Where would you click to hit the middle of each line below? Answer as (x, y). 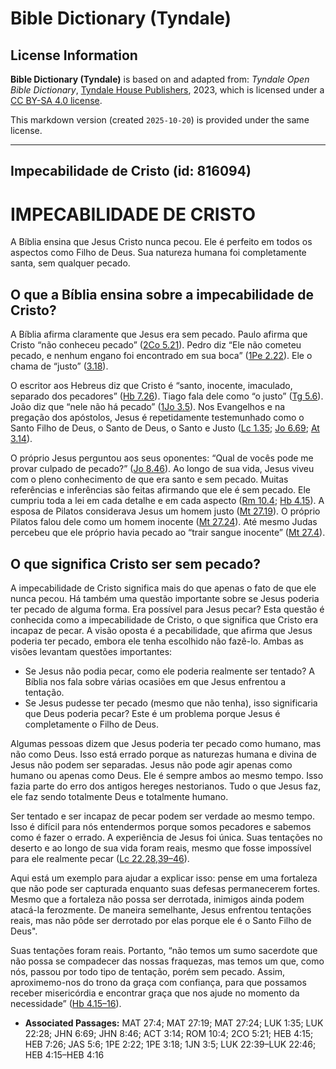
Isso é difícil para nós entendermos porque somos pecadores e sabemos (161, 826)
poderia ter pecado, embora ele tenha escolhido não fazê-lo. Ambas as (157, 641)
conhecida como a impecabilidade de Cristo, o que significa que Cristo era (164, 619)
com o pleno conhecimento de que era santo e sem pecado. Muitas (149, 479)
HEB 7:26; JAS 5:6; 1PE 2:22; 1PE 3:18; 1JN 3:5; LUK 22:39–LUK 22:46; (170, 1044)
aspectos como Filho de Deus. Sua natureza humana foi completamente (158, 253)
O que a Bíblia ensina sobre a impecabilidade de (162, 294)
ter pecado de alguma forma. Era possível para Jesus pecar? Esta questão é (167, 609)
